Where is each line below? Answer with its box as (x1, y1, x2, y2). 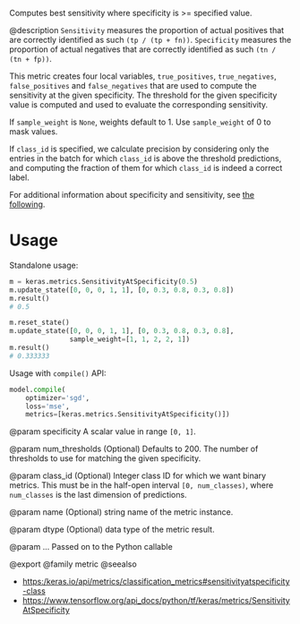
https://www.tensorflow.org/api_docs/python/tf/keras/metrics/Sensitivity (21, 595, 291, 606)
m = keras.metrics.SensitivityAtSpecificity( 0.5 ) (9, 277, 199, 286)
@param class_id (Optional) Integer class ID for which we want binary (9, 470, 267, 482)
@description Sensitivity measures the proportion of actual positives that (9, 25, 285, 35)
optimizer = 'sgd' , (25, 393, 90, 402)
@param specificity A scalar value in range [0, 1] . (9, 426, 197, 437)
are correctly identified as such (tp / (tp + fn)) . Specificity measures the (9, 35, 292, 45)
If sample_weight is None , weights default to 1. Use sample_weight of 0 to (9, 116, 271, 127)
